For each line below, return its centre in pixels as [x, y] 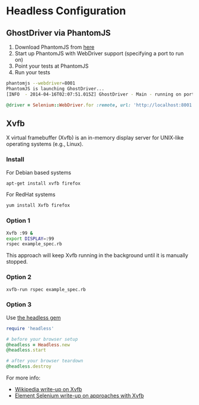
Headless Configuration [66, 11]
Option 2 [19, 277]
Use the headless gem [33, 317]
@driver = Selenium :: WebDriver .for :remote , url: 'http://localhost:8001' [100, 105]
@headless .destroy [29, 366]
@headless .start [26, 350]
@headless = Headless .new [38, 345]
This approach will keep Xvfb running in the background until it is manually [97, 255]
